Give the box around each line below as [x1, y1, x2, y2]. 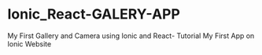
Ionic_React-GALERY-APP [7, 5, 180, 23]
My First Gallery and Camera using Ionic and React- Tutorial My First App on [7, 31, 255, 40]
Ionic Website [7, 39, 52, 48]
